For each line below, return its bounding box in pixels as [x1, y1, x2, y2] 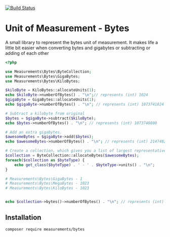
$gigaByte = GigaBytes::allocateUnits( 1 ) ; [5, 97, 96, 103]
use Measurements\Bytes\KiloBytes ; [5, 79, 80, 84]
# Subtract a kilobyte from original [5, 111, 85, 116]
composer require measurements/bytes [5, 226, 85, 232]
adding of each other [5, 50, 49, 56]
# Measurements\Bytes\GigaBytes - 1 [5, 176, 82, 181]
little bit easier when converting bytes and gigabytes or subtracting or [5, 45, 151, 51]
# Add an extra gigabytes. [5, 129, 62, 134]
